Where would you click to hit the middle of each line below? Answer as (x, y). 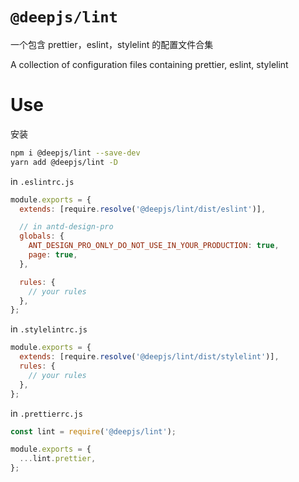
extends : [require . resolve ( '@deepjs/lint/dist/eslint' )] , (143, 209)
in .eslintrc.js (42, 181)
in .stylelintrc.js (49, 329)
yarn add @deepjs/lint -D (64, 162)
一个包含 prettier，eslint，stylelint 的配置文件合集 (112, 44)
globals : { (42, 236)
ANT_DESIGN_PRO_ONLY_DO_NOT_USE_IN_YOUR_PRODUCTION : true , (154, 246)
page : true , (53, 255)
